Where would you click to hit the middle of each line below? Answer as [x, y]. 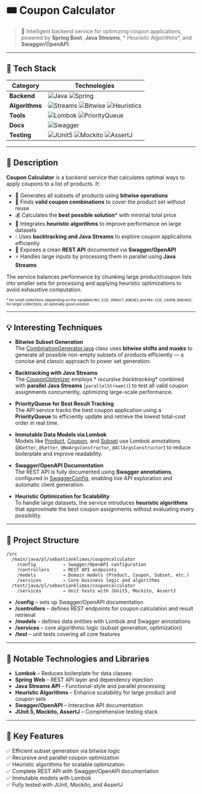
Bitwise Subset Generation [49, 342]
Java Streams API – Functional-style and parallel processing [90, 686]
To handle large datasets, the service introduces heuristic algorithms [101, 503]
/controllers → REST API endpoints [67, 570]
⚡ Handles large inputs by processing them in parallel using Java [95, 256]
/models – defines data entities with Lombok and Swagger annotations [103, 621]
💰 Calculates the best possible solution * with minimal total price [96, 215]
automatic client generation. [50, 485]
